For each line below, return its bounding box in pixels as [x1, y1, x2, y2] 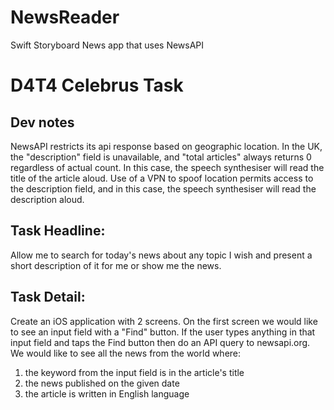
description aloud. [10, 193, 85, 205]
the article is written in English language [24, 387, 190, 400]
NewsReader [10, 6, 120, 29]
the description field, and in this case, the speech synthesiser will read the [10, 182, 317, 195]
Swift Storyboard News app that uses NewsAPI [10, 39, 205, 51]
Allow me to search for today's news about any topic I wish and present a [10, 249, 313, 261]
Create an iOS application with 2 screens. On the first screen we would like [10, 315, 318, 327]
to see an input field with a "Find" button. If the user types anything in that [10, 326, 316, 338]
